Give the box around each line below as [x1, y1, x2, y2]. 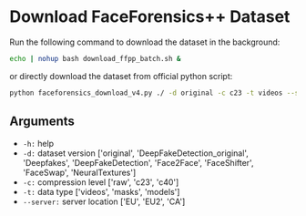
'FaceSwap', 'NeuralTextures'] [22, 167, 137, 178]
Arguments [9, 114, 76, 129]
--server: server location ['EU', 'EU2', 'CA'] [22, 196, 186, 207]
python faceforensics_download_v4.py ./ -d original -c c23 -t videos [9, 88, 283, 98]
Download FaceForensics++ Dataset [9, 6, 291, 27]
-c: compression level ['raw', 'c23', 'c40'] [22, 176, 179, 188]
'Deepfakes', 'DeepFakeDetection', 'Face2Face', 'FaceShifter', [22, 157, 254, 168]
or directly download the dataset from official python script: [9, 70, 233, 81]
